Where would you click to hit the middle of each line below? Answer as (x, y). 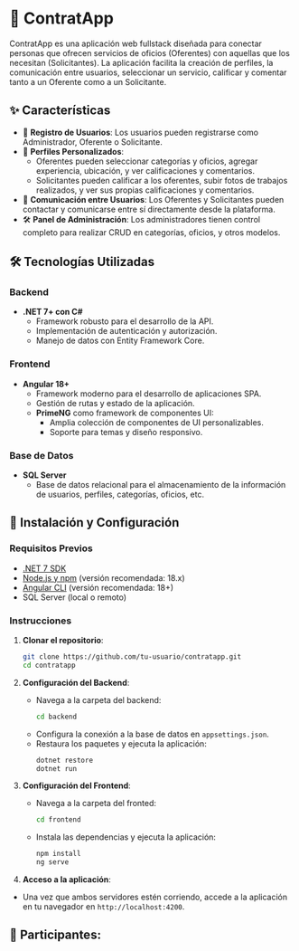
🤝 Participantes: (56, 935)
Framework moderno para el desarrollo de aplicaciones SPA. (149, 394)
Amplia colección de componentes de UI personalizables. (156, 422)
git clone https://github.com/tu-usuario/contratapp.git (132, 657)
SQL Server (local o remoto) (75, 597)
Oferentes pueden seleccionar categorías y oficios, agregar (147, 161)
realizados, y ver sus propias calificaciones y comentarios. (145, 190)
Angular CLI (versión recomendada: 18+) (98, 587)
